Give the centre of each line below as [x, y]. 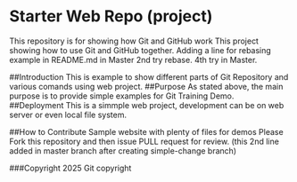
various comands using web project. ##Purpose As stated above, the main [146, 86]
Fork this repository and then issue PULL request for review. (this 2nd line [144, 141]
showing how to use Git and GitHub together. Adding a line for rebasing [140, 50]
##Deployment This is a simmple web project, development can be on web [147, 105]
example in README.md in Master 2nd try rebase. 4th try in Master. [133, 59]
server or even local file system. [68, 115]
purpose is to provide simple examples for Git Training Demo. [122, 96]
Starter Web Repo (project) [111, 16]
